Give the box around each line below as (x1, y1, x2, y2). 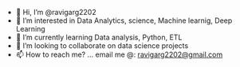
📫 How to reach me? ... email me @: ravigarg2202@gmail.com (15, 50, 223, 59)
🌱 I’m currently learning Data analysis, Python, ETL (15, 32, 183, 42)
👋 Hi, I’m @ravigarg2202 (15, 8, 97, 17)
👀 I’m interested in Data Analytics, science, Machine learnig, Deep (15, 16, 233, 25)
